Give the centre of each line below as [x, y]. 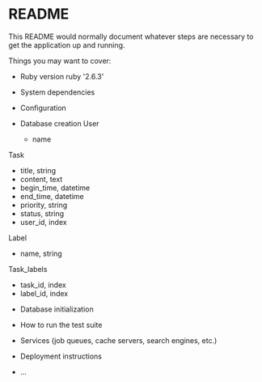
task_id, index [43, 285]
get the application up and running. [67, 45]
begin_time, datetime [55, 188]
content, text [41, 179]
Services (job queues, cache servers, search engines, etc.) [118, 340]
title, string [38, 170]
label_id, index [44, 293]
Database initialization [57, 309]
